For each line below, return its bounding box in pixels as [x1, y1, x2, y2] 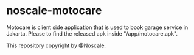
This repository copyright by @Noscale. [6, 42, 106, 49]
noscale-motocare [6, 4, 102, 18]
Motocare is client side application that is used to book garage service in [6, 24, 189, 31]
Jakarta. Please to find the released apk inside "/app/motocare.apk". [6, 30, 178, 37]
